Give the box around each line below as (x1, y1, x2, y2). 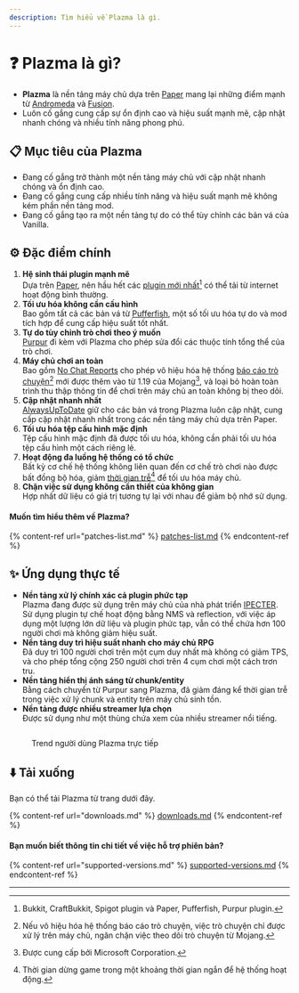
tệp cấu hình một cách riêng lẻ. (21, 442, 137, 452)
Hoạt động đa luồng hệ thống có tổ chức (21, 452, 174, 462)
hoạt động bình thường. (21, 289, 109, 299)
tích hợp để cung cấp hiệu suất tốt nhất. (21, 317, 169, 328)
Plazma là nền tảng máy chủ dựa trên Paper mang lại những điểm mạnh (21, 88, 286, 99)
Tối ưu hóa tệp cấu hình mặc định (21, 423, 149, 434)
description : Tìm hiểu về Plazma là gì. (9, 12, 162, 22)
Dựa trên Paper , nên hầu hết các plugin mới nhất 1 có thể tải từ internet (21, 278, 279, 290)
